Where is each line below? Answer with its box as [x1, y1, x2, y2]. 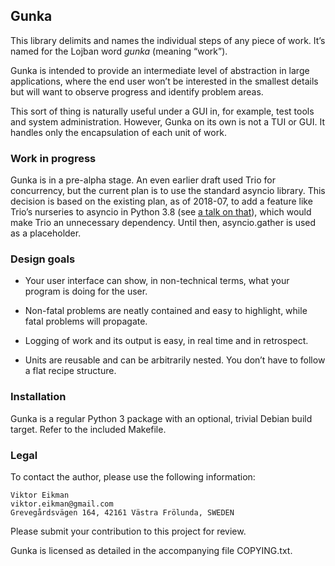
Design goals [10, 252, 76, 266]
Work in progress [10, 151, 97, 165]
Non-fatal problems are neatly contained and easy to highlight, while [24, 305, 308, 317]
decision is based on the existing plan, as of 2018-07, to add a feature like [10, 195, 313, 208]
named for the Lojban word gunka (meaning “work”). [10, 45, 228, 57]
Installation [10, 390, 67, 404]
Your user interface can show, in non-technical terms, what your [24, 275, 290, 287]
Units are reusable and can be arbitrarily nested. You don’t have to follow [24, 354, 326, 366]
